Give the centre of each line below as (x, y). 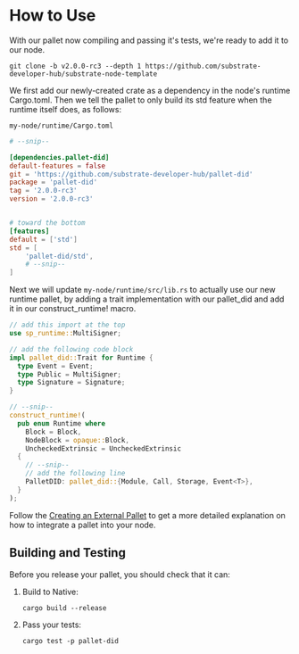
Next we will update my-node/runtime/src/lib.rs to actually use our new (142, 290)
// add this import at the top (67, 325)
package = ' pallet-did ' (54, 182)
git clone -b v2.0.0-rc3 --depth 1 (75, 66)
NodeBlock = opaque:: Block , (77, 440)
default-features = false (57, 166)
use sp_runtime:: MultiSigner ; (66, 334)
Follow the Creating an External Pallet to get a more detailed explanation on (147, 515)
